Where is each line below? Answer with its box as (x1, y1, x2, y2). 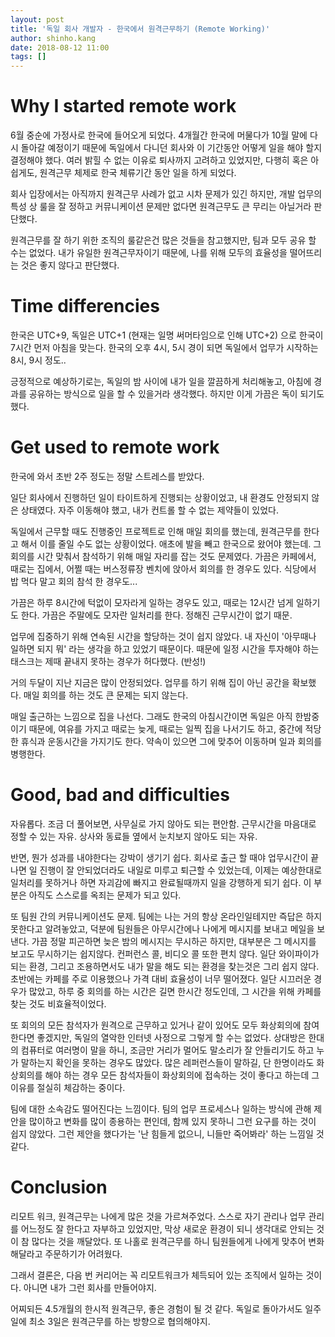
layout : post (10, 14, 65, 25)
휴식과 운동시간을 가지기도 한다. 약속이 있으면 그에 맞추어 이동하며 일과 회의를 (20, 735, 323, 747)
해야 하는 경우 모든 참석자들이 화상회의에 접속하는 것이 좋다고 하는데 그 (44, 1069, 320, 1081)
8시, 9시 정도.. (10, 354, 67, 366)
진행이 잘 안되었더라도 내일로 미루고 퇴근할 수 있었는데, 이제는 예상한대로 (39, 864, 323, 876)
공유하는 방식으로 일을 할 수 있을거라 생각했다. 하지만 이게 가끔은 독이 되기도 (28, 388, 325, 400)
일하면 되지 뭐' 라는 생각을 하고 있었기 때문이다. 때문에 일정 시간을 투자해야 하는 (10, 642, 320, 655)
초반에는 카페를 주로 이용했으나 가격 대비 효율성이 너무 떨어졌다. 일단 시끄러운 (10, 972, 312, 985)
